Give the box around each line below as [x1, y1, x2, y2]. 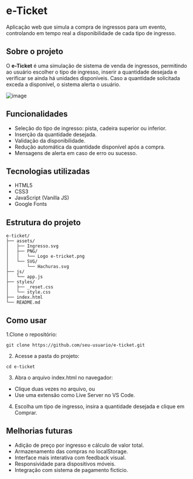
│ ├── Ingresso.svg [6, 243, 59, 249]
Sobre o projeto [6, 47, 63, 57]
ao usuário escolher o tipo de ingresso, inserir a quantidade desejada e [6, 68, 177, 75]
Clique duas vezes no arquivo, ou [14, 385, 95, 392]
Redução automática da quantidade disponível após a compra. [14, 143, 166, 150]
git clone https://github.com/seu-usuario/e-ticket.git [6, 342, 145, 348]
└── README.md [6, 299, 41, 305]
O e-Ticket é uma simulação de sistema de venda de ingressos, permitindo [6, 62, 187, 69]
